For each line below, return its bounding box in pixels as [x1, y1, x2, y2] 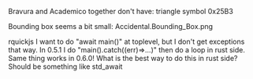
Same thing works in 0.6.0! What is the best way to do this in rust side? [8, 54, 238, 63]
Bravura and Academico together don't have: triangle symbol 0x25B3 [8, 7, 234, 16]
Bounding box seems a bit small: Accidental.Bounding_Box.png [8, 22, 214, 31]
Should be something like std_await [8, 62, 123, 71]
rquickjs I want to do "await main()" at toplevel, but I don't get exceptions [8, 37, 245, 46]
